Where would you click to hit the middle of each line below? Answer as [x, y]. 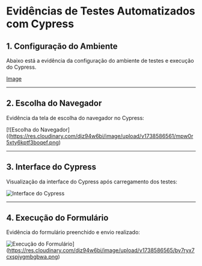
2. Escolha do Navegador [54, 103]
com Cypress [40, 24]
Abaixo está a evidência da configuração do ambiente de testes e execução [100, 61]
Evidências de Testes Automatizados [101, 11]
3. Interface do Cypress [51, 167]
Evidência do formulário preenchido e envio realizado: [73, 232]
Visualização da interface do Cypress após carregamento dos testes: [92, 182]
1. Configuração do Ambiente [62, 46]
